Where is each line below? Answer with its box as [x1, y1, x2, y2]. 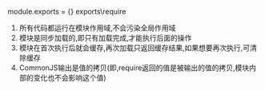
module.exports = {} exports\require [7, 7, 126, 16]
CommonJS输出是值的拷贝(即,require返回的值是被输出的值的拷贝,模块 [18, 63, 250, 72]
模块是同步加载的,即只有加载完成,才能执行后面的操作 [18, 33, 192, 42]
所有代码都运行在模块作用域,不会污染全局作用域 [18, 23, 176, 33]
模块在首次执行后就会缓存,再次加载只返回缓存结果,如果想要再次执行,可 [18, 43, 250, 53]
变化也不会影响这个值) [33, 73, 106, 82]
